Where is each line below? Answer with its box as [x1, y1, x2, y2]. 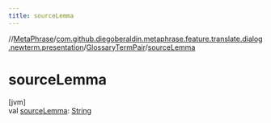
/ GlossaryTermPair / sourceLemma [83, 42, 196, 52]
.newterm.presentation [8, 42, 84, 52]
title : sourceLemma [8, 11, 74, 20]
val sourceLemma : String [8, 105, 91, 115]
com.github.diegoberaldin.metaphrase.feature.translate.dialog [56, 34, 263, 43]
